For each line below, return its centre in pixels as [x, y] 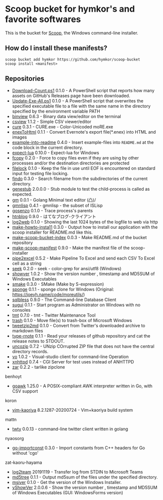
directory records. [30, 351]
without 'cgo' [25, 453]
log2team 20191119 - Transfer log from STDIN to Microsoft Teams [77, 472]
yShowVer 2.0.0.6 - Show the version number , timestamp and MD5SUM [85, 487]
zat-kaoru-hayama [24, 462]
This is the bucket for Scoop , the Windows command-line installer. [72, 33]
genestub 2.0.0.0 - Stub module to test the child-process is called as [81, 189]
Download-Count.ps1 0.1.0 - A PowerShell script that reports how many [83, 90]
